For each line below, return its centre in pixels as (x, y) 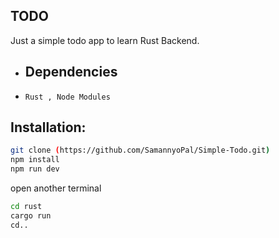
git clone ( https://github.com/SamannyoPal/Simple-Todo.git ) (140, 150)
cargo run (31, 215)
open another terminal (56, 188)
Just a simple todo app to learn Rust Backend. (105, 40)
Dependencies (71, 72)
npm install (35, 160)
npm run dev (35, 169)
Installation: (48, 127)
